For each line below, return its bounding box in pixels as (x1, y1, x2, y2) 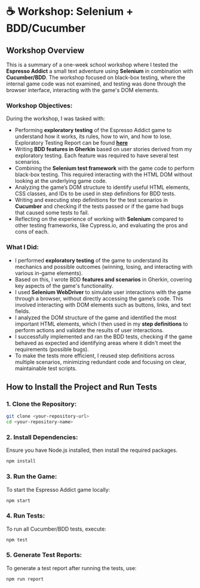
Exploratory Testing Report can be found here (14, 139, 128, 146)
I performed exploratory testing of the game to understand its (14, 256, 168, 264)
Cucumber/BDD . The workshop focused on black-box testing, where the (6, 74, 186, 81)
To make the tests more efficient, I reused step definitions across (14, 352, 175, 359)
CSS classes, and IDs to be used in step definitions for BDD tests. (14, 190, 176, 197)
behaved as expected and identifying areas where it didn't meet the (14, 339, 181, 347)
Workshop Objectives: (6, 101, 73, 109)
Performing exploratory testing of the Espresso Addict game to (14, 127, 172, 134)
